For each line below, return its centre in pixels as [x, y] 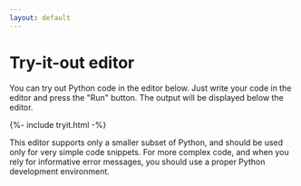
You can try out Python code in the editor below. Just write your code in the [150, 88]
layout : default [40, 18]
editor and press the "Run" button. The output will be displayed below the [146, 97]
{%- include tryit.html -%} [58, 124]
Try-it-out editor [72, 62]
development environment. [60, 171]
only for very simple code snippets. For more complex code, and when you [149, 152]
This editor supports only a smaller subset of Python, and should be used [146, 142]
